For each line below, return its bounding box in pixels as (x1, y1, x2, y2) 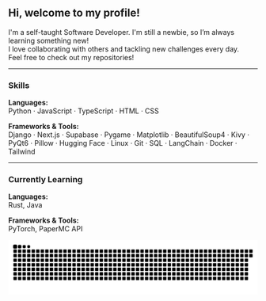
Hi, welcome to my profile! (8, 6, 140, 20)
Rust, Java (8, 200, 43, 210)
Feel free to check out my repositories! (8, 52, 135, 62)
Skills (8, 79, 30, 90)
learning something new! (8, 36, 89, 45)
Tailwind (8, 147, 36, 157)
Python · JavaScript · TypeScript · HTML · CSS (8, 106, 160, 116)
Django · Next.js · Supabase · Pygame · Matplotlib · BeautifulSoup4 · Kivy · (8, 130, 249, 139)
